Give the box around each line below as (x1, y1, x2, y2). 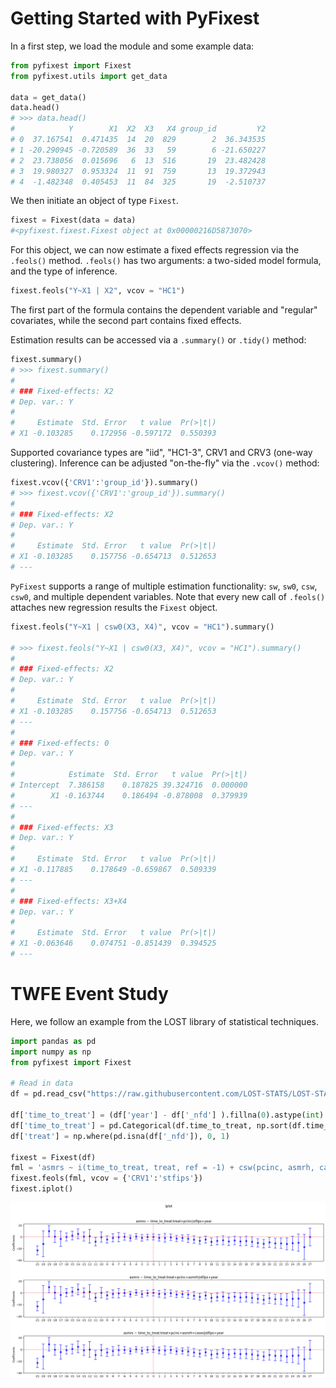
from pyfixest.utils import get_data (10, 71, 168, 81)
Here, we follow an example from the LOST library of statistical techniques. (10, 1015, 319, 1027)
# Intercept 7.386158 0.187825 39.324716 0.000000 (10, 780, 248, 791)
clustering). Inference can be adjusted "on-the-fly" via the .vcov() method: (10, 457, 320, 469)
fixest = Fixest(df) (10, 1152, 97, 1162)
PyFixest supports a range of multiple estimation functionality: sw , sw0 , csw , (10, 580, 318, 592)
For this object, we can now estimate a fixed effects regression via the (10, 244, 300, 256)
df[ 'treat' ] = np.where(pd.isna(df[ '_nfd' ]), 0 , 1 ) (10, 1131, 230, 1141)
